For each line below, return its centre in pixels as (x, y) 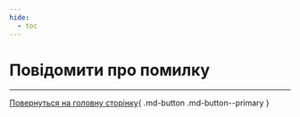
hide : (19, 17)
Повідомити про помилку (110, 70)
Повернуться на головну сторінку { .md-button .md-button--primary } (139, 103)
